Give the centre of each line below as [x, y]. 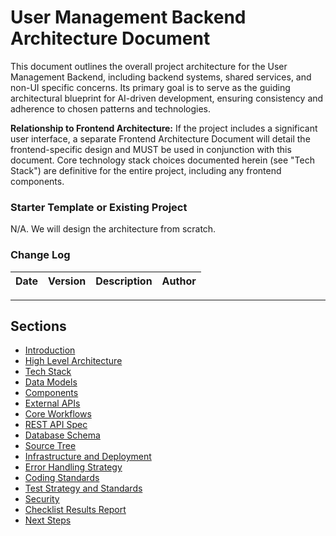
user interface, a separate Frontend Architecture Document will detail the [160, 138]
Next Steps [48, 520]
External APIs [52, 403]
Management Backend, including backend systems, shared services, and [161, 77]
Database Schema [62, 435]
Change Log [40, 255]
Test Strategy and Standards [83, 488]
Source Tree [50, 446]
